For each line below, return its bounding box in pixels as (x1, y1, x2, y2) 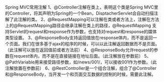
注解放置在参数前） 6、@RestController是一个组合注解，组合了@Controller (5, 65, 157, 71)
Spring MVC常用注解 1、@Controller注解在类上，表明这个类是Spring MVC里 (5, 4, 159, 10)
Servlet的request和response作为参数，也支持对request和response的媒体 (9, 29, 157, 34)
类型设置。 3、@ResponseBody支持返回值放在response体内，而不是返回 (5, 35, 153, 41)
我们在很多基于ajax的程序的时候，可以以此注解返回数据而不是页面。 (22, 41, 160, 46)
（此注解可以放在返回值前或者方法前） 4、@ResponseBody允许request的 (5, 47, 154, 53)
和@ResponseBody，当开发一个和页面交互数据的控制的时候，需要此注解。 (5, 71, 156, 77)
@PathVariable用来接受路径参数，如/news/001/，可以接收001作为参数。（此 (5, 59, 157, 65)
